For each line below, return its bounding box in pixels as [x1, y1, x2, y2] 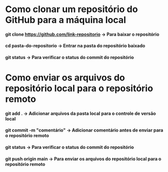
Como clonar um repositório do [5, 4, 138, 15]
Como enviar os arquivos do [5, 72, 125, 84]
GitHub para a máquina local [5, 14, 126, 26]
